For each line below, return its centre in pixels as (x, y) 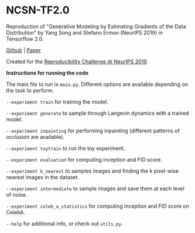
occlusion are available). (35, 137)
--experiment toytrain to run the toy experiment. (66, 148)
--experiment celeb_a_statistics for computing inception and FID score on (97, 206)
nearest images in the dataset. (42, 177)
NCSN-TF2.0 (38, 10)
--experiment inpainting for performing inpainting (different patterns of (93, 131)
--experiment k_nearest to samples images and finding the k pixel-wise (93, 171)
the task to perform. (30, 90)
